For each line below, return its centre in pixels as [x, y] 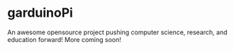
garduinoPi [40, 13]
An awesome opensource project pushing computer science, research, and [118, 32]
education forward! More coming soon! [65, 39]
